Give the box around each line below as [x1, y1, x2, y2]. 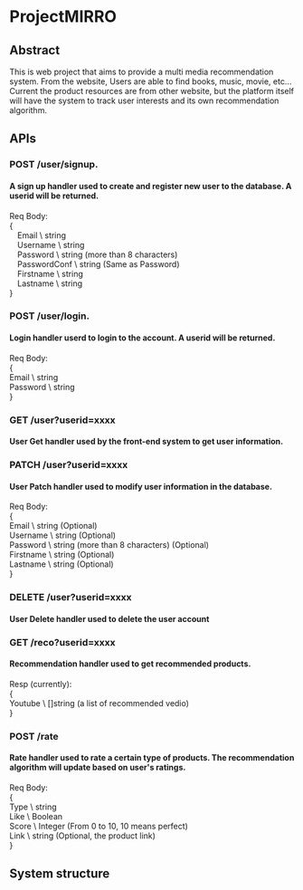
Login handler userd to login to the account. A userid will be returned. [9, 332, 276, 343]
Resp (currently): [9, 678, 72, 689]
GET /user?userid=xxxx [9, 414, 116, 426]
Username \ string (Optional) [9, 530, 116, 541]
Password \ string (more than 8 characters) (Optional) [9, 540, 210, 550]
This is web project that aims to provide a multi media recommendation [9, 66, 274, 77]
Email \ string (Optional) [9, 521, 98, 531]
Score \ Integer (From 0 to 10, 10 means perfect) [9, 821, 188, 832]
